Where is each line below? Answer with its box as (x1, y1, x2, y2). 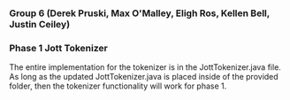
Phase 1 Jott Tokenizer (9, 42, 108, 54)
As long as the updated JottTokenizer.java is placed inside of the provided (9, 72, 279, 82)
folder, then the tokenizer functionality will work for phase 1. (9, 81, 227, 91)
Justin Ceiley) (9, 18, 71, 30)
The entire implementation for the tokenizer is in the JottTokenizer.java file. (9, 62, 281, 73)
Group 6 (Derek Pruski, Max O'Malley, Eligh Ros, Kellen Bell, (9, 7, 270, 19)
